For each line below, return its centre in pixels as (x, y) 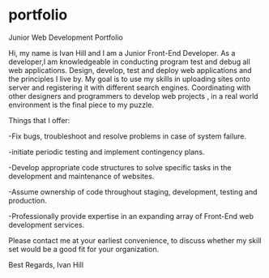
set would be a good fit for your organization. (84, 249)
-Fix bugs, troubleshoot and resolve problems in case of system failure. (128, 136)
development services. (47, 225)
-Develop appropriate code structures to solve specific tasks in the (120, 167)
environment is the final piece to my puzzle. (81, 105)
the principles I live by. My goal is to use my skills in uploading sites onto (129, 79)
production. (28, 200)
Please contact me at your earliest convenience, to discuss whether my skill (135, 240)
